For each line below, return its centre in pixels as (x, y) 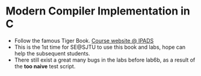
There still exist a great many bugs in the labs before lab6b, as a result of (105, 60)
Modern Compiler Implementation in (98, 11)
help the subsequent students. (52, 53)
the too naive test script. (45, 66)
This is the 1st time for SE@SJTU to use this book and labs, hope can (100, 47)
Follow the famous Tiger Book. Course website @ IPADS (84, 40)
